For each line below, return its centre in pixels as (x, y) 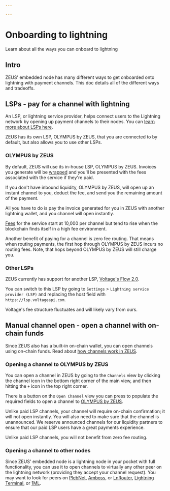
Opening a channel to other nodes (48, 450)
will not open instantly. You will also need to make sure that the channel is (82, 417)
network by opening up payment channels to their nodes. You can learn (80, 122)
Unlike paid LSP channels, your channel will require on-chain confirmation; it (85, 411)
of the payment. (22, 198)
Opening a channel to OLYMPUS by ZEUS (57, 364)
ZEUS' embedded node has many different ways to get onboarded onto (80, 77)
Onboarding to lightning (57, 35)
